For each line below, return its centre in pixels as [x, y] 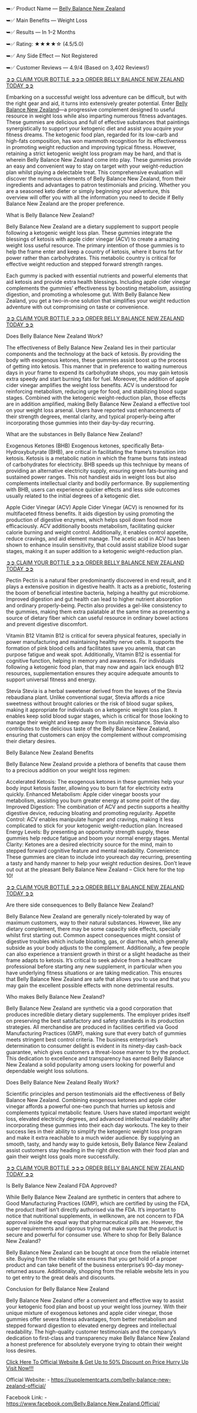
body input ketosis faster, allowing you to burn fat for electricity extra [90, 788]
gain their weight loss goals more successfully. [63, 1157]
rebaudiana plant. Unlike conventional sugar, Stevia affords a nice [85, 697]
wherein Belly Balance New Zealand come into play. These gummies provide [99, 160]
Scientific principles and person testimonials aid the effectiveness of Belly [96, 1094]
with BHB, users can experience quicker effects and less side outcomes [93, 490]
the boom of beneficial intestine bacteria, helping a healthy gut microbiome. [98, 593]
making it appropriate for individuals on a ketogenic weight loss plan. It [92, 710]
